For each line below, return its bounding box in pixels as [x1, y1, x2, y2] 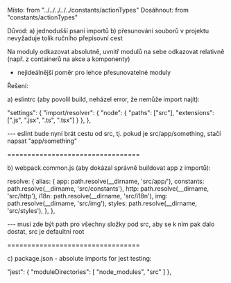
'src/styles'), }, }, [7, 207, 55, 214]
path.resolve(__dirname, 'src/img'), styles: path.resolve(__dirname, [7, 199, 198, 207]
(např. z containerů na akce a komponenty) [7, 55, 130, 63]
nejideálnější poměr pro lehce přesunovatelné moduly [17, 69, 171, 76]
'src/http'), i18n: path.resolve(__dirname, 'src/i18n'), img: [7, 192, 168, 200]
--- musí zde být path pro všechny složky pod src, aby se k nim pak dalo [7, 220, 215, 228]
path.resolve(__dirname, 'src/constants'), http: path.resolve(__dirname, [7, 185, 209, 193]
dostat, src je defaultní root [7, 228, 85, 235]
